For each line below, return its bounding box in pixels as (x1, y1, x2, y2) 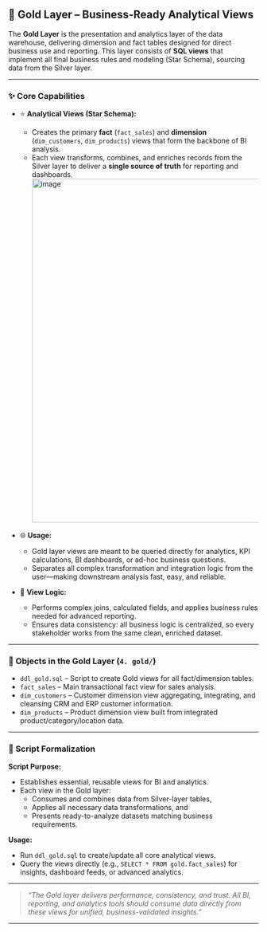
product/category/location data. (19, 716, 125, 726)
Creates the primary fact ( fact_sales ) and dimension (31, 128, 207, 137)
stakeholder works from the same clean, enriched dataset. (31, 628, 223, 638)
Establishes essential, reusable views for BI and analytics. (19, 777, 209, 786)
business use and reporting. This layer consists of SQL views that (8, 45, 224, 56)
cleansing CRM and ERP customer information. (19, 699, 173, 709)
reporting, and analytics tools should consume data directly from (27, 899, 242, 908)
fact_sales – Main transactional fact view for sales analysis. (19, 682, 216, 692)
